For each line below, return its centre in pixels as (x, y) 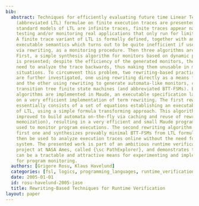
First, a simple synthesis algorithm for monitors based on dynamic (103, 56)
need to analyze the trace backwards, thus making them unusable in (103, 67)
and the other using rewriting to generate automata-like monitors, (103, 84)
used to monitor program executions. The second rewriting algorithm (104, 128)
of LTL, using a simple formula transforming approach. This (93, 111)
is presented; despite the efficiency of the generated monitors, (100, 61)
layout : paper (23, 194)
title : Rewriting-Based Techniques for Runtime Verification (88, 188)
